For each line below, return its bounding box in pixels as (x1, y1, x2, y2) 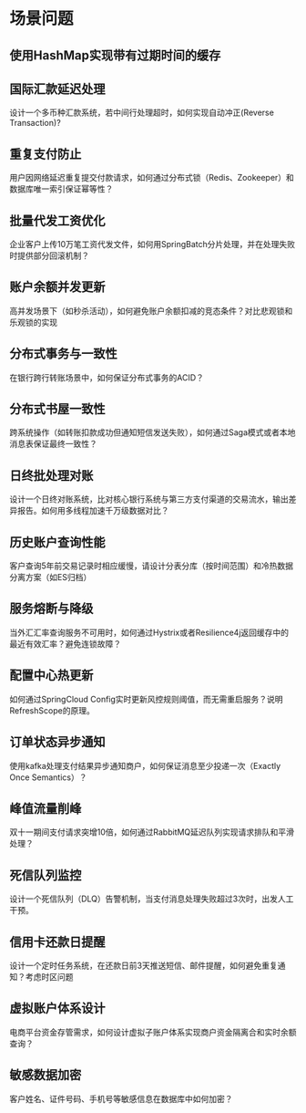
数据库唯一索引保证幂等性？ (9, 183, 114, 194)
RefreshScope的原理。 (9, 704, 96, 716)
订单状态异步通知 (9, 734, 106, 750)
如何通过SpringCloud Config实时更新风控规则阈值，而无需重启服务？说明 (9, 693, 284, 704)
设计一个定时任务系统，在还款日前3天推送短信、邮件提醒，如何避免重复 (9, 960, 278, 971)
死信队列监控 (9, 868, 82, 883)
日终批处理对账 (9, 467, 94, 484)
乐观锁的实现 (9, 317, 57, 328)
